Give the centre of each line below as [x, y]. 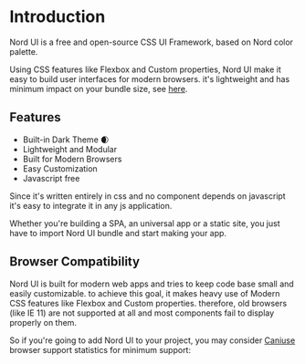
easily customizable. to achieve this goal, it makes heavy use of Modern [145, 293]
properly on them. [43, 322]
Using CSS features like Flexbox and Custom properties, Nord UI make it [145, 69]
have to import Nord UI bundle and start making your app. [118, 233]
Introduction [58, 17]
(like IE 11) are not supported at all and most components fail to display [142, 313]
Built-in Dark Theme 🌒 [66, 140]
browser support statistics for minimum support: [100, 349]
